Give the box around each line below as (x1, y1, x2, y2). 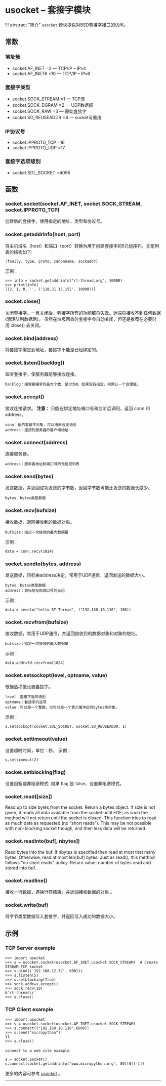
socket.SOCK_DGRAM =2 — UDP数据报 (12, 102, 93, 108)
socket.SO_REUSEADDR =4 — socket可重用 (12, 114, 102, 120)
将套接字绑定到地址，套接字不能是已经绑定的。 (5, 347, 100, 353)
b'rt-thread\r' (5, 990, 37, 995)
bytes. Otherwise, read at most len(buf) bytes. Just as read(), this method (5, 854, 155, 860)
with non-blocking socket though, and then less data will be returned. (5, 826, 147, 832)
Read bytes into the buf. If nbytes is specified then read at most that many (5, 849, 156, 855)
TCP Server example (5, 944, 55, 951)
